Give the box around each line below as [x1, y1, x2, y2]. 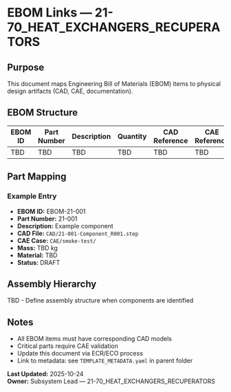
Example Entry [7, 191, 57, 201]
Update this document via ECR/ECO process [16, 349, 143, 358]
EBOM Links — [7, 5, 93, 21]
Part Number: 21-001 [16, 215, 78, 223]
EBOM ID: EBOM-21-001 [16, 207, 86, 215]
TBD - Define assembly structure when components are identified [7, 296, 194, 305]
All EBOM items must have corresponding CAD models [16, 335, 172, 343]
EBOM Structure [7, 107, 78, 118]
